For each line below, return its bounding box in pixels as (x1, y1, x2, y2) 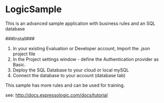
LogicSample (5, 4, 62, 15)
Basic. (12, 61, 26, 67)
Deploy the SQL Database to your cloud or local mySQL (12, 67, 129, 73)
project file (12, 51, 36, 57)
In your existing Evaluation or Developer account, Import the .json (12, 45, 150, 51)
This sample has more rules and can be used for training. (5, 82, 125, 88)
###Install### (5, 36, 35, 42)
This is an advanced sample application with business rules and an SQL (5, 20, 156, 26)
